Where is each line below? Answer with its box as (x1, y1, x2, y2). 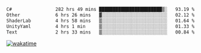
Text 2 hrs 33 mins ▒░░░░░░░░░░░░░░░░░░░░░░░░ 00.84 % (6, 29, 195, 35)
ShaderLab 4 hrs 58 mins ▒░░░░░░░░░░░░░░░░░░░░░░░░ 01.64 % (6, 18, 195, 24)
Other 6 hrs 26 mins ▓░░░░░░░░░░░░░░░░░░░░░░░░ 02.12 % (6, 12, 195, 18)
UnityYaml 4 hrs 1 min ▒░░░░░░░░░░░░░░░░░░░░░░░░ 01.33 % (6, 23, 195, 29)
